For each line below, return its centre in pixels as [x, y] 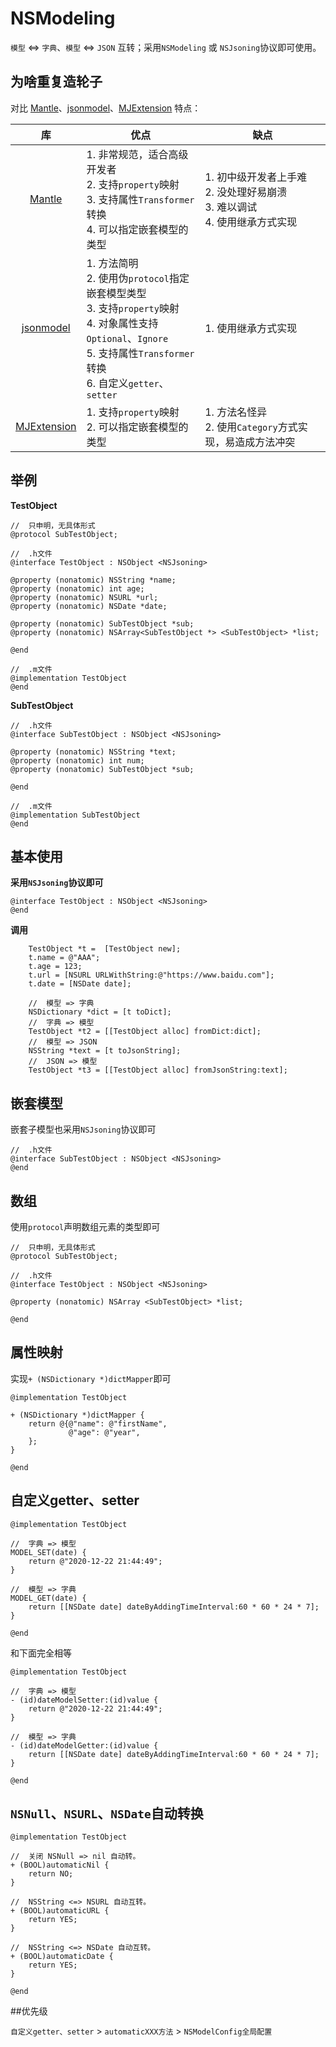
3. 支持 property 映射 [133, 308]
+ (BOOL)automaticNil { [60, 1865]
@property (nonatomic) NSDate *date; [89, 606]
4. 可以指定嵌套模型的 [137, 229]
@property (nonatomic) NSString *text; [93, 752]
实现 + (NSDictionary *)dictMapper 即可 [91, 1378]
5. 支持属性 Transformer [140, 353]
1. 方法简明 [112, 263]
